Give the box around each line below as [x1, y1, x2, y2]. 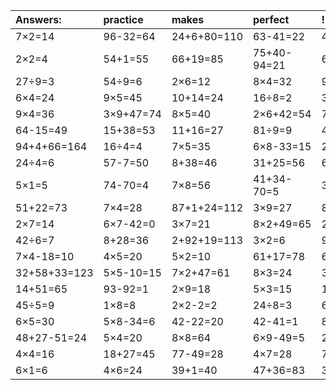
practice [103, 13, 144, 26]
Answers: [15, 13, 62, 26]
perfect [253, 13, 290, 26]
